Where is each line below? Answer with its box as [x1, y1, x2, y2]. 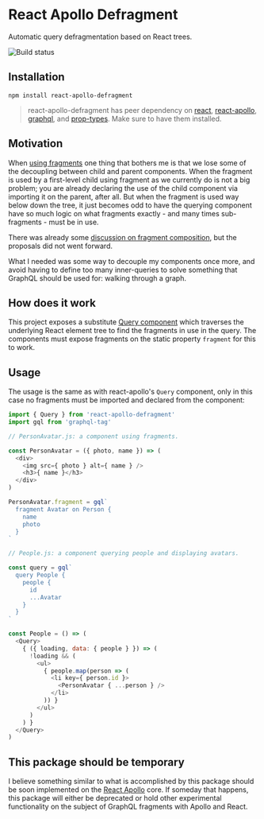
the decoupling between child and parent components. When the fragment [8, 166, 253, 176]
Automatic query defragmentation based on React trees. [8, 32, 193, 41]
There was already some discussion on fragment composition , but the [8, 232, 237, 242]
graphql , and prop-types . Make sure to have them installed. [27, 114, 222, 123]
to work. [8, 343, 36, 352]
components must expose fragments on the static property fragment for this [8, 334, 256, 344]
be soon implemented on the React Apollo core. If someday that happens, [8, 785, 249, 794]
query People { [15, 571, 66, 580]
